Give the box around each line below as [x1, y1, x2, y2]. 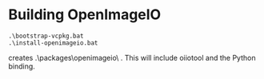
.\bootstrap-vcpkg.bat [8, 32, 84, 40]
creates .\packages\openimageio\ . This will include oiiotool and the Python [8, 53, 256, 62]
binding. [8, 61, 36, 71]
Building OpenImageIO [8, 6, 162, 24]
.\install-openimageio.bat [8, 38, 98, 47]
